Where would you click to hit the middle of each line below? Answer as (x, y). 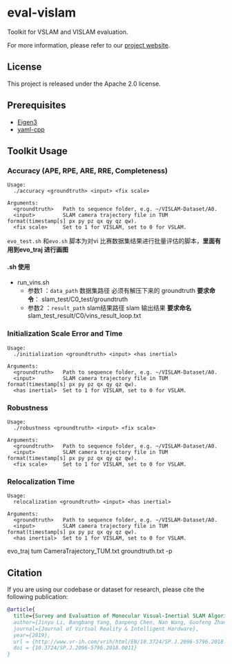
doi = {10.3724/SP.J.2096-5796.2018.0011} (75, 648)
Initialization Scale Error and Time (65, 334)
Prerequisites (37, 105)
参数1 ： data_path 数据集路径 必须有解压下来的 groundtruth (111, 291)
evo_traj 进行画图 (44, 249)
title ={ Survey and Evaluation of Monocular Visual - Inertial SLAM (109, 616)
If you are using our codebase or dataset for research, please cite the (106, 589)
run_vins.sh (33, 283)
